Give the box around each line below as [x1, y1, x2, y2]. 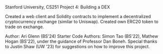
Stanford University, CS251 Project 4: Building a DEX [5, 4, 110, 10]
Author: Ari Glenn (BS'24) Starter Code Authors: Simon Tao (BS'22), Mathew [5, 34, 158, 39]
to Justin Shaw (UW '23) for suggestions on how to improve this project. [5, 44, 150, 49]
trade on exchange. [5, 24, 44, 30]
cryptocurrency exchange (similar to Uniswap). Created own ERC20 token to [5, 19, 159, 24]
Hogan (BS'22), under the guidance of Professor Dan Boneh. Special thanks [5, 38, 157, 44]
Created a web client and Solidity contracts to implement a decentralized [5, 14, 151, 19]
